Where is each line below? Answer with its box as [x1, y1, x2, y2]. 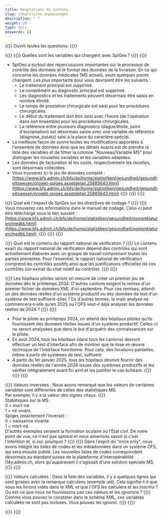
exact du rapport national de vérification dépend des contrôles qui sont [5, 245, 147, 251]
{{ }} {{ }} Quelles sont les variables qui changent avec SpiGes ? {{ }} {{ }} [5, 52, 147, 58]
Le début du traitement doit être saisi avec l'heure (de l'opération [19, 114, 149, 119]
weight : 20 [5, 20, 27, 26]
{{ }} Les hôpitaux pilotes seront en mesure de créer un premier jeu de [5, 276, 145, 281]
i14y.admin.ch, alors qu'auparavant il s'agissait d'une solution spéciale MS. [5, 459, 155, 465]
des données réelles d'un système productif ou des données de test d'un [11, 291, 158, 296]
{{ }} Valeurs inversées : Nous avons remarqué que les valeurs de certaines [5, 382, 154, 388]
